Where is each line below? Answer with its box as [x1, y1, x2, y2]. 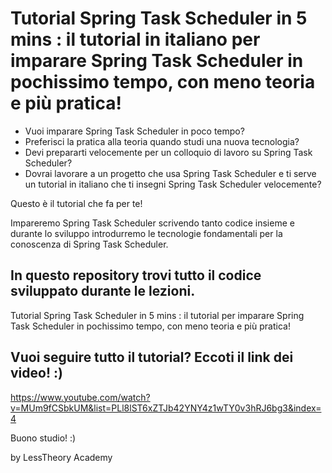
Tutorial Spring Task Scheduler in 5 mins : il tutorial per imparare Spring [10, 309, 305, 321]
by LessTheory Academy [10, 451, 113, 463]
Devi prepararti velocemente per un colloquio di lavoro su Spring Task [24, 146, 313, 158]
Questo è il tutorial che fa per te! [10, 197, 143, 209]
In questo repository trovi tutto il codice [10, 267, 262, 284]
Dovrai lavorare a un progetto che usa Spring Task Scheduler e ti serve [24, 167, 317, 179]
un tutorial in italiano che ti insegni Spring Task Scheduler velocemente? [24, 178, 322, 190]
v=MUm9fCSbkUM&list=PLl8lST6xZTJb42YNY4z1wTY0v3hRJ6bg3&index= [10, 402, 322, 414]
